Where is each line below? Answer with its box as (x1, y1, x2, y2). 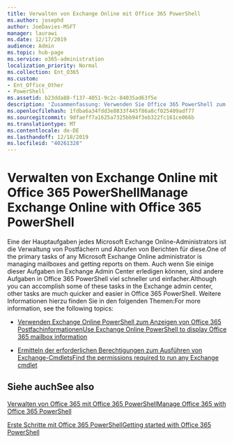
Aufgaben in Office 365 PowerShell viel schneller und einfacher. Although (7, 275, 217, 283)
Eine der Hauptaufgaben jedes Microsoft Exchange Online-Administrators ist (7, 238, 226, 246)
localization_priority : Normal (7, 62, 98, 69)
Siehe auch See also (7, 381, 95, 393)
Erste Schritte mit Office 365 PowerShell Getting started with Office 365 (7, 420, 212, 429)
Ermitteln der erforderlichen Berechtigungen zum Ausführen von (17, 346, 203, 354)
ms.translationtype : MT (7, 120, 77, 128)
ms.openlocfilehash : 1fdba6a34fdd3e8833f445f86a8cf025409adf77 (7, 107, 195, 114)
